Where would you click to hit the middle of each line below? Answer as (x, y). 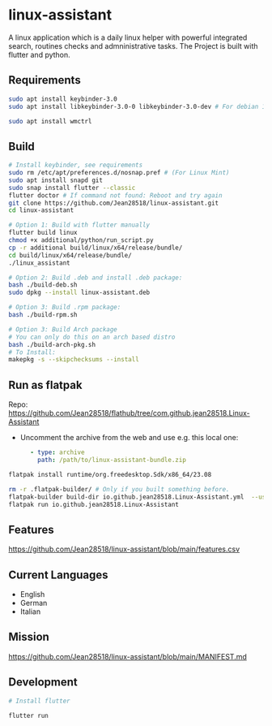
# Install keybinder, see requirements (76, 165)
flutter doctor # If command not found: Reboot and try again (115, 195)
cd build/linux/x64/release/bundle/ (70, 255)
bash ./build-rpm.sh (43, 315)
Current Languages (58, 575)
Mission (29, 637)
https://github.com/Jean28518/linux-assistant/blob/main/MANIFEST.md (127, 656)
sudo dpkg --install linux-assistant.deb (79, 293)
